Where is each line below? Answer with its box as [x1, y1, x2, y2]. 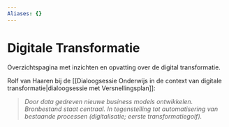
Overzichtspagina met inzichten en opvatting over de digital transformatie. [7, 63, 221, 71]
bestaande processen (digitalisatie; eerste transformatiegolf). [24, 112, 202, 120]
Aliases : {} [7, 10, 42, 17]
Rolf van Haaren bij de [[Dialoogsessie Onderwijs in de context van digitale [7, 76, 222, 85]
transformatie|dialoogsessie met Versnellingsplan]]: [7, 84, 156, 92]
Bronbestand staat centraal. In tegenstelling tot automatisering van [24, 105, 219, 113]
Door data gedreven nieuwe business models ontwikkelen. [24, 97, 193, 105]
